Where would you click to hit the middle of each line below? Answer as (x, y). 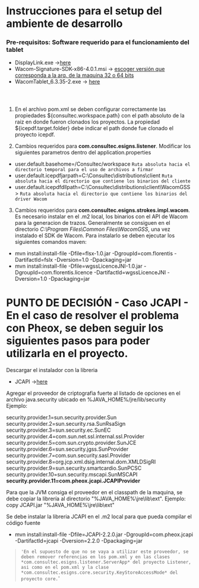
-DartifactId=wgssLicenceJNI (130, 272)
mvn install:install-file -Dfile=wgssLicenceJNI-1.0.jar (78, 266)
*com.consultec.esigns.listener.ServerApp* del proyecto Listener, (106, 562)
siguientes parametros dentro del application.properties (83, 152)
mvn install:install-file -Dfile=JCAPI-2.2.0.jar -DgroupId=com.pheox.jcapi (104, 534)
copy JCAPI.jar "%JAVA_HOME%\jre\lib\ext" (60, 505)
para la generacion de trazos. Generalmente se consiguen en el (92, 222)
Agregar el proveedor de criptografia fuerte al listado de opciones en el (93, 393)
